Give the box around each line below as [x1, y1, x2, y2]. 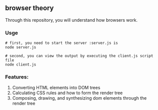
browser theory [5, 4, 54, 12]
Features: [5, 73, 29, 80]
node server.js [5, 45, 37, 50]
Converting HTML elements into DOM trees [12, 85, 100, 91]
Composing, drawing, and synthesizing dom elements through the [12, 95, 147, 101]
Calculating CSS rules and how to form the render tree [12, 90, 123, 96]
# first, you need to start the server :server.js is [5, 40, 118, 46]
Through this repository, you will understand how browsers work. [5, 17, 138, 23]
